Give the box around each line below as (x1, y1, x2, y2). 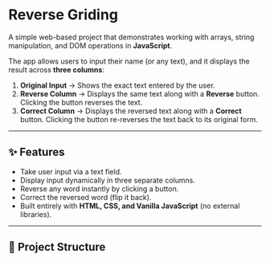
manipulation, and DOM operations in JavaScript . (8, 40, 173, 50)
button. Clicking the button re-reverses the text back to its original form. (19, 114, 259, 124)
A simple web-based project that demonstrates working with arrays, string (8, 32, 255, 42)
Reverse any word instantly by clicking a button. (19, 183, 179, 194)
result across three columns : (8, 64, 104, 74)
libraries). (19, 209, 52, 219)
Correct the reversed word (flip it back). (19, 192, 152, 202)
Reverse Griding (8, 6, 119, 24)
